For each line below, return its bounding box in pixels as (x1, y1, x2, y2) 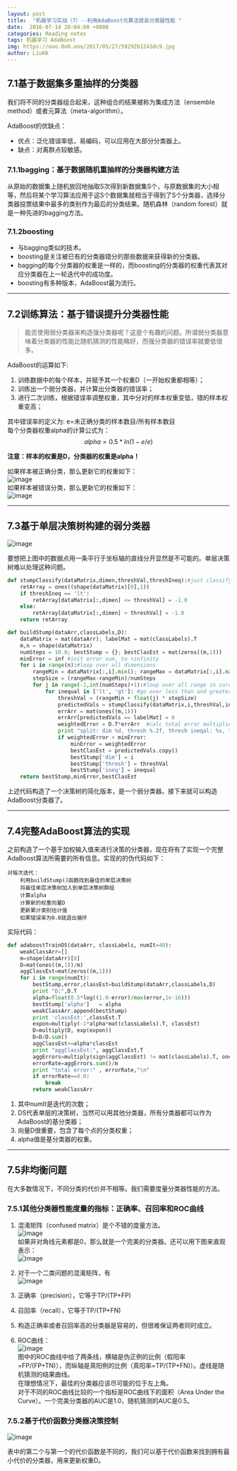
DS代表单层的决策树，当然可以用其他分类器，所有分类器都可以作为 (17, 1109, 212, 1117)
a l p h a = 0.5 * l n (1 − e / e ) (84, 438, 153, 446)
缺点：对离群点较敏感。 (17, 145, 86, 154)
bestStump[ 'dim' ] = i (70, 753, 134, 761)
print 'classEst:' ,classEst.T (32, 1014, 121, 1021)
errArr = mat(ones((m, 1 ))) (57, 707, 138, 715)
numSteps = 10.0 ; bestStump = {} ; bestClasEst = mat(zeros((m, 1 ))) (20, 649, 222, 656)
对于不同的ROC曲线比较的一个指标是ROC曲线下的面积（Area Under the (17, 1388, 225, 1396)
